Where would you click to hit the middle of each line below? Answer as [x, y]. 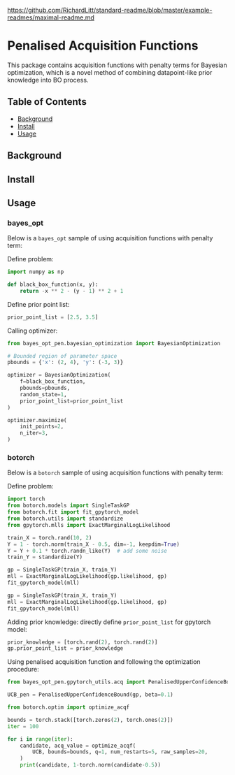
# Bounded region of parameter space [62, 356]
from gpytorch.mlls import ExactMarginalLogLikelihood [89, 525]
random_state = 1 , [44, 394]
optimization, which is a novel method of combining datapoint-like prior [110, 72]
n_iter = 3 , [34, 433]
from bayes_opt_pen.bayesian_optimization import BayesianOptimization [114, 343]
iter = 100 [23, 726]
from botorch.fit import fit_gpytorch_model [73, 512]
